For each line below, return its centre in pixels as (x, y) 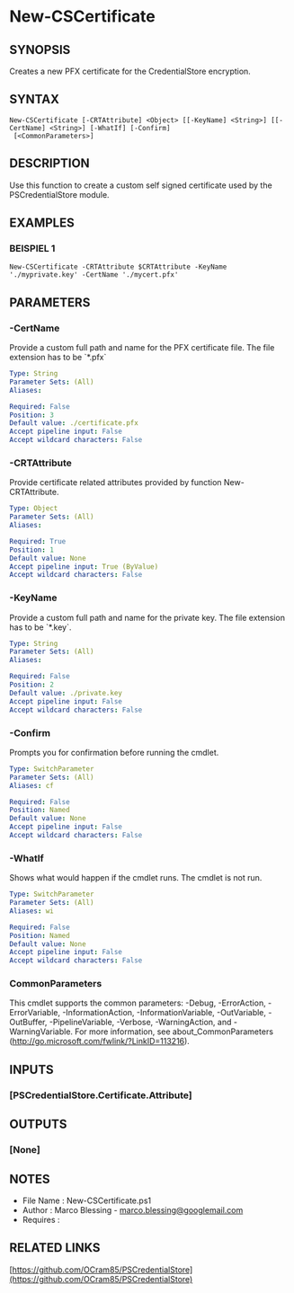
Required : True (38, 541)
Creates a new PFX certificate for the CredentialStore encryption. (130, 71)
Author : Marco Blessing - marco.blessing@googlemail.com (133, 1209)
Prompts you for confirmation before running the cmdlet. (114, 752)
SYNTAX (35, 99)
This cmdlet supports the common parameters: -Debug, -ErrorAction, (138, 1003)
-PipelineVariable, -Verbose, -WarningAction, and (140, 1023)
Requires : (41, 1219)
